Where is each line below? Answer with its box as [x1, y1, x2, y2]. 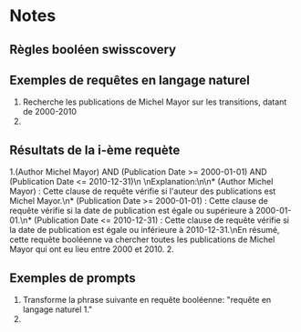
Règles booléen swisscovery [9, 42, 176, 57]
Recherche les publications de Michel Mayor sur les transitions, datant [22, 96, 287, 107]
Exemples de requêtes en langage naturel [9, 72, 251, 87]
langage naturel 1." [22, 304, 93, 315]
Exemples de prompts [9, 270, 136, 286]
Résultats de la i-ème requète [9, 142, 181, 157]
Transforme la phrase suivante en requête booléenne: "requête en [22, 295, 272, 306]
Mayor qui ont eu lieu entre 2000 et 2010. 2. [9, 244, 175, 255]
